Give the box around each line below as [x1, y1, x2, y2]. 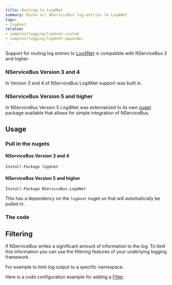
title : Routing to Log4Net [5, 7, 63, 13]
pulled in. [5, 201, 25, 207]
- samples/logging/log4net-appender [5, 36, 84, 42]
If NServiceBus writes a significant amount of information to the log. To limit [5, 243, 166, 249]
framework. [5, 254, 30, 260]
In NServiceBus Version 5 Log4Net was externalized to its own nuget [5, 105, 151, 111]
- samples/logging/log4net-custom [5, 31, 80, 36]
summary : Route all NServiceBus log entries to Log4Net [5, 12, 127, 17]
